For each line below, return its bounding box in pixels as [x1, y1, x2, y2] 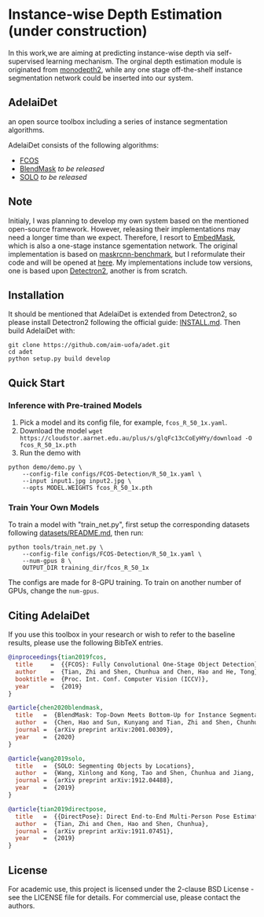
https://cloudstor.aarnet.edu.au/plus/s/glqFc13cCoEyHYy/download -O [19, 434, 253, 443]
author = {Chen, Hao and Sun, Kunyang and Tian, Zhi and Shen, [15, 718, 234, 727]
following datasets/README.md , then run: [8, 528, 144, 538]
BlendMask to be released [19, 163, 104, 174]
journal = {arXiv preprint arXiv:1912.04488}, [15, 776, 174, 784]
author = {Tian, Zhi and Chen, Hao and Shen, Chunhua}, [15, 820, 210, 827]
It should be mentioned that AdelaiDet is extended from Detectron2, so [8, 309, 237, 319]
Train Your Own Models [8, 502, 100, 513]
